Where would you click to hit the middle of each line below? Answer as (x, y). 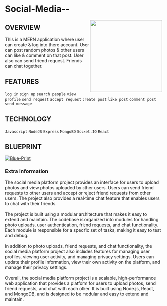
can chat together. (24, 66)
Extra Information (27, 171)
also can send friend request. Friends (43, 61)
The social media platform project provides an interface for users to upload (82, 182)
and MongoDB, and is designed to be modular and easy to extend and (77, 294)
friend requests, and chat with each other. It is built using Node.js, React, (80, 288)
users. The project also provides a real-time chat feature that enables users (83, 198)
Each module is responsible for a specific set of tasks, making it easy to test (83, 230)
